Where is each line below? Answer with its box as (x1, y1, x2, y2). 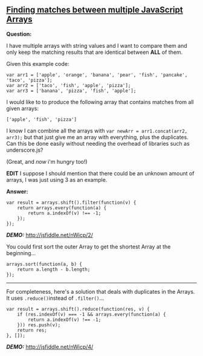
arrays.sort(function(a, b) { (6, 261, 83, 267)
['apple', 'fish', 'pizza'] (6, 116, 77, 123)
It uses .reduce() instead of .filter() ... (6, 294, 105, 302)
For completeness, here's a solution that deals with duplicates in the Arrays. (6, 288, 195, 295)
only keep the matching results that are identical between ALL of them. (6, 48, 183, 56)
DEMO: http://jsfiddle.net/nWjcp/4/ (6, 343, 94, 350)
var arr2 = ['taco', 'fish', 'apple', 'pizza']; (6, 82, 131, 88)
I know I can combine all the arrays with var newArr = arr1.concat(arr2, (6, 127, 188, 134)
